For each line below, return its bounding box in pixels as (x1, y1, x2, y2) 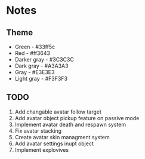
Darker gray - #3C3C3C (14, 56, 75, 63)
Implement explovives (14, 146, 69, 153)
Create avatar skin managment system (14, 133, 110, 140)
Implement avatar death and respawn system (14, 121, 127, 128)
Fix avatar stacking (14, 127, 61, 134)
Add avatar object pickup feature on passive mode (14, 114, 140, 121)
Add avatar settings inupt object (14, 140, 94, 147)
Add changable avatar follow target (14, 108, 101, 115)
